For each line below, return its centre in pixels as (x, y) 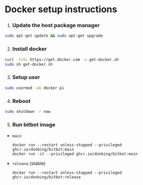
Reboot (21, 101)
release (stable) (29, 164)
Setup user (26, 77)
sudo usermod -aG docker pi (35, 88)
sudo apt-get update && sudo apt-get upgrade (54, 36)
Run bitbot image (34, 124)
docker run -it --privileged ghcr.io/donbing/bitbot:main (75, 154)
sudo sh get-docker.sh (29, 64)
